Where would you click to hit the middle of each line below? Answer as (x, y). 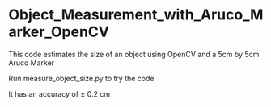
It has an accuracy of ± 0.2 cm (59, 93)
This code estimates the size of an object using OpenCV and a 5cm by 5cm (134, 54)
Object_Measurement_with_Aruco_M (136, 15)
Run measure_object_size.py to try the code (81, 78)
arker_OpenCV (59, 32)
